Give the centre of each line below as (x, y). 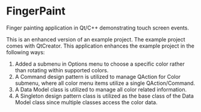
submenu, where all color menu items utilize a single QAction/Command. (105, 83)
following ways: (26, 52)
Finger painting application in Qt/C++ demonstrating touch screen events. (98, 28)
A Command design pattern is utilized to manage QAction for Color (98, 76)
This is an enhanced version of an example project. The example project (96, 39)
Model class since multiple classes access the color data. (86, 102)
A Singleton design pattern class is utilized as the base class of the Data (104, 96)
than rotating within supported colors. (62, 70)
